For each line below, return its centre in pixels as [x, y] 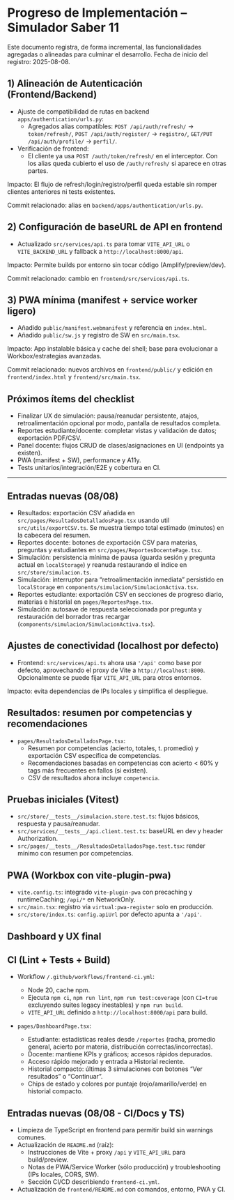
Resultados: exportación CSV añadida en [76, 513]
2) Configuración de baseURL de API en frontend [115, 227]
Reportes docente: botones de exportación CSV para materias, [108, 542]
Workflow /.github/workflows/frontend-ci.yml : [86, 977]
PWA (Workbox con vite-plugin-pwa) [89, 875]
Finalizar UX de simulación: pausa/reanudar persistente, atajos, [108, 416]
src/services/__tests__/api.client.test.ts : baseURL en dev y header [120, 831]
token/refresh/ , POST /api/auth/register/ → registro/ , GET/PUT [120, 133]
